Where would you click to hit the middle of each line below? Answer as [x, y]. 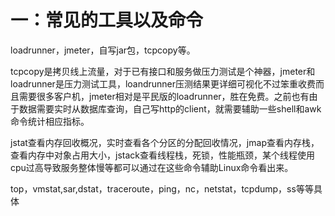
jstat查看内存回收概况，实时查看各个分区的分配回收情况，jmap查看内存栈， [165, 142]
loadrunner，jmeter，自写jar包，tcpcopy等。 [103, 50]
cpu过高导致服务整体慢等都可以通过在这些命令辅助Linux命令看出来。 [152, 167]
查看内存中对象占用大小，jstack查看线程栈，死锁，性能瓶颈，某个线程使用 [162, 155]
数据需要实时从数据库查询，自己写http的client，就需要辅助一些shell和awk [170, 108]
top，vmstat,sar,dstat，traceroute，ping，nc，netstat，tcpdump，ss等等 [162, 188]
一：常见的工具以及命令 [107, 20]
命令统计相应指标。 [50, 121]
